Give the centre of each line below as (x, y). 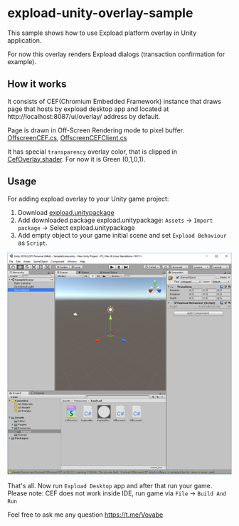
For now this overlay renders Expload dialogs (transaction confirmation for (116, 54)
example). (22, 61)
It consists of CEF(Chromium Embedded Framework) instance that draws (115, 101)
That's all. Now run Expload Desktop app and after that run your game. (110, 486)
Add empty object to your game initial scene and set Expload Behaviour (122, 235)
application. (25, 40)
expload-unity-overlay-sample (100, 13)
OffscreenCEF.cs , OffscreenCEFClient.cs (67, 137)
